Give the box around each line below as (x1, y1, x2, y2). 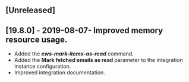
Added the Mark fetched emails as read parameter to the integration (14, 57, 184, 64)
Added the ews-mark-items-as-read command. (14, 50, 134, 57)
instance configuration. (14, 63, 71, 70)
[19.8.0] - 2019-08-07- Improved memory (5, 25, 163, 35)
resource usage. (5, 34, 68, 44)
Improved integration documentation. (14, 69, 105, 76)
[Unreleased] (5, 5, 56, 15)
